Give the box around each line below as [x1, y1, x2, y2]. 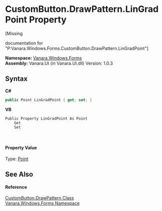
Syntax [5, 74, 28, 83]
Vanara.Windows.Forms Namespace [5, 200, 80, 207]
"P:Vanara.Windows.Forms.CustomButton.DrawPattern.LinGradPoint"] [5, 45, 149, 51]
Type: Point [5, 155, 29, 162]
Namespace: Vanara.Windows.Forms [5, 55, 82, 61]
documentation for [5, 40, 43, 46]
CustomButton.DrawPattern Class [5, 195, 74, 201]
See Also [5, 170, 33, 179]
